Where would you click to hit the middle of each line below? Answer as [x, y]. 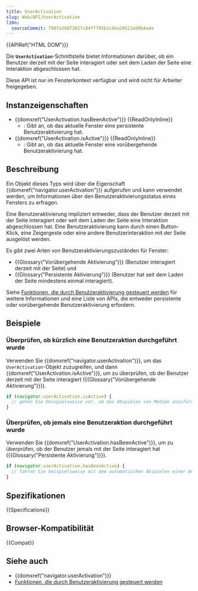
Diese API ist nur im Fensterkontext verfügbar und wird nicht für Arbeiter [94, 80]
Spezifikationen [36, 496]
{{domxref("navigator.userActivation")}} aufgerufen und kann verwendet [94, 190]
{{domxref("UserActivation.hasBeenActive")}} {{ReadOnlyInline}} [93, 119]
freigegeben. [22, 87]
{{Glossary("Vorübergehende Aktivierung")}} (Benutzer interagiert [95, 262]
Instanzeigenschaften [47, 105]
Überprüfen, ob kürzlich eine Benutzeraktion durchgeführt [92, 340]
